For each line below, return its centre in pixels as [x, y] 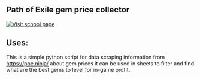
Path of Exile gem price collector [68, 10]
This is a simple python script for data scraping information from [86, 57]
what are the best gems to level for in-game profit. [68, 69]
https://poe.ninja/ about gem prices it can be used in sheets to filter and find [100, 63]
